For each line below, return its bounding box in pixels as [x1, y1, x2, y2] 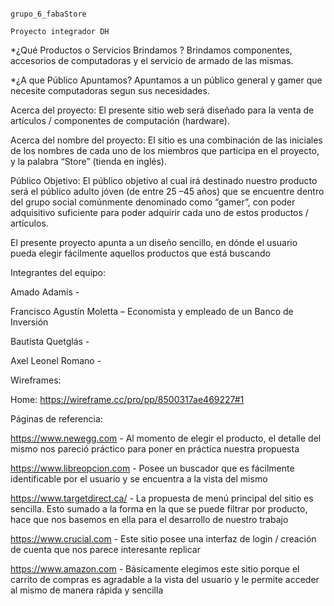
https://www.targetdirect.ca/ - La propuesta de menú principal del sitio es [10, 492, 314, 504]
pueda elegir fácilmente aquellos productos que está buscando [10, 247, 271, 259]
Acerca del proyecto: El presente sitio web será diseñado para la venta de [10, 104, 315, 116]
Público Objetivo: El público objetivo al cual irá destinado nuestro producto [10, 175, 318, 186]
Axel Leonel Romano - [10, 355, 102, 366]
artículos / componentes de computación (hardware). [10, 115, 230, 126]
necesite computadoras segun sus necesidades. [10, 85, 210, 96]
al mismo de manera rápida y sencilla [10, 584, 164, 596]
